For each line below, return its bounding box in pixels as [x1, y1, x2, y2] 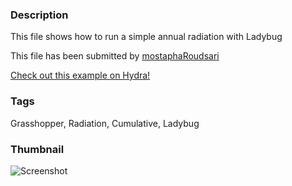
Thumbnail [10, 142, 65, 156]
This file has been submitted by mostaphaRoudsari [10, 50, 220, 62]
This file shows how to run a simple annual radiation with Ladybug [10, 31, 283, 43]
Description [10, 8, 69, 22]
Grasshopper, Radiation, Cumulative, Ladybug [10, 117, 200, 129]
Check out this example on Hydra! [10, 69, 151, 82]
